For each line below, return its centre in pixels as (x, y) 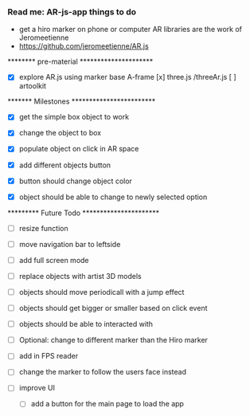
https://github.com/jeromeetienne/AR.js (84, 46)
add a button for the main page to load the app (107, 404)
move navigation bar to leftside (70, 244)
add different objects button (65, 165)
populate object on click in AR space (79, 149)
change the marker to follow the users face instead (102, 372)
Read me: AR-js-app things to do (72, 12)
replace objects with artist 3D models (80, 276)
